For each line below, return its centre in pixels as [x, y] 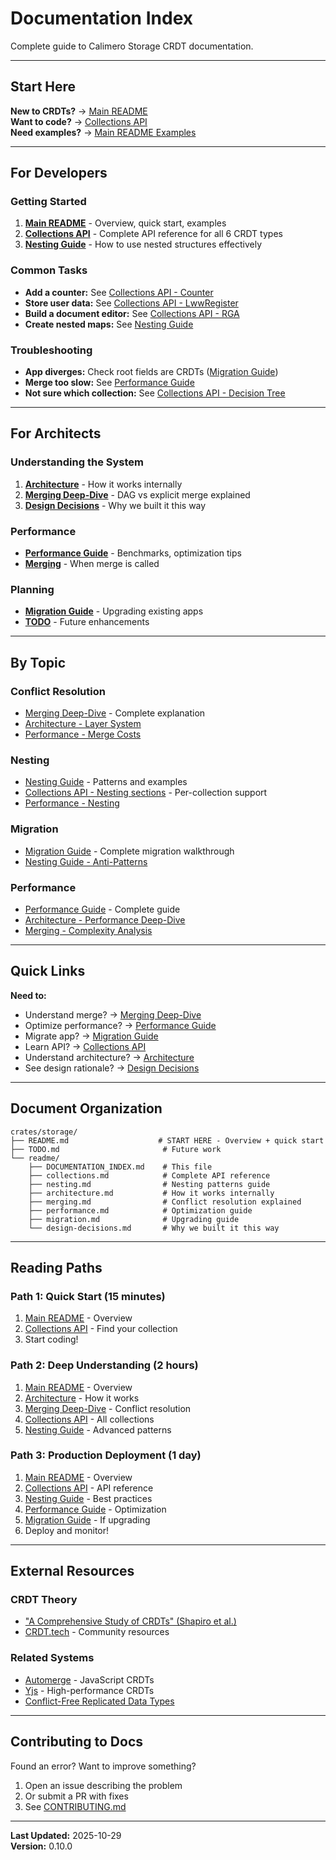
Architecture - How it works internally [103, 484]
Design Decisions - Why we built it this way [115, 505]
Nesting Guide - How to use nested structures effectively [143, 244]
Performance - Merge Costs [83, 734]
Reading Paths [56, 1267]
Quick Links [48, 971]
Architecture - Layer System [83, 723]
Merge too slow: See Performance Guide [109, 383]
